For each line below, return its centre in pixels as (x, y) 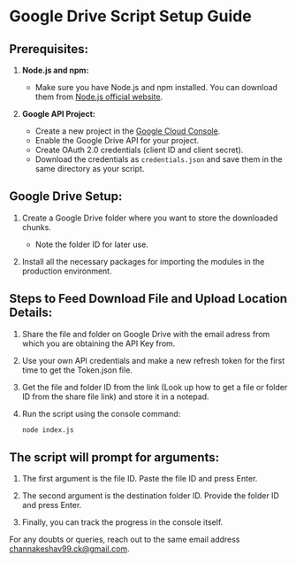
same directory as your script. (90, 169)
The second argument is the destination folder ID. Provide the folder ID (151, 496)
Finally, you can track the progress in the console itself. (122, 522)
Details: (31, 313)
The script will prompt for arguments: (114, 457)
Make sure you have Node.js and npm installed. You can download (156, 87)
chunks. (36, 227)
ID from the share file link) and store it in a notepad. (115, 397)
